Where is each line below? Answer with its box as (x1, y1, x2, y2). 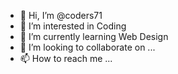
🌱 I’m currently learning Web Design (19, 31, 169, 42)
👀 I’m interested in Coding (19, 20, 127, 32)
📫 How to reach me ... (19, 53, 113, 64)
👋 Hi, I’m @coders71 (19, 10, 103, 21)
